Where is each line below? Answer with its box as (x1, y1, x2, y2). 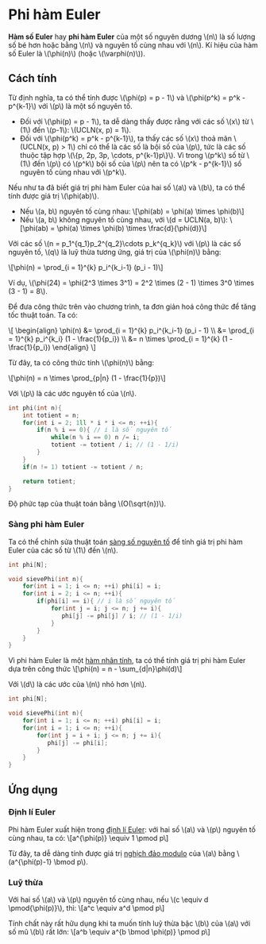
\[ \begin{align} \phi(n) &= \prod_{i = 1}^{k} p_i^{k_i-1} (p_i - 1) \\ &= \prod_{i (8, 326, 254, 335)
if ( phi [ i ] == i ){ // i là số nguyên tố (37, 597, 176, 605)
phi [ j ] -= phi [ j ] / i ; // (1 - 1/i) (61, 611, 183, 620)
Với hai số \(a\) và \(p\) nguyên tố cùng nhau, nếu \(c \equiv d (8, 895, 209, 904)
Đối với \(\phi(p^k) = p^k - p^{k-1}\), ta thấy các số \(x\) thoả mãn (19, 133, 233, 143)
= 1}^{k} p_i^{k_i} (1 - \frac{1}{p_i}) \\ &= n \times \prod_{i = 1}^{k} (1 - (8, 333, 233, 343)
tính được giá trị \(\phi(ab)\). (8, 191, 99, 200)
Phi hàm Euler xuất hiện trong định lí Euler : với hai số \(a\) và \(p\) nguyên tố (8, 824, 256, 834)
